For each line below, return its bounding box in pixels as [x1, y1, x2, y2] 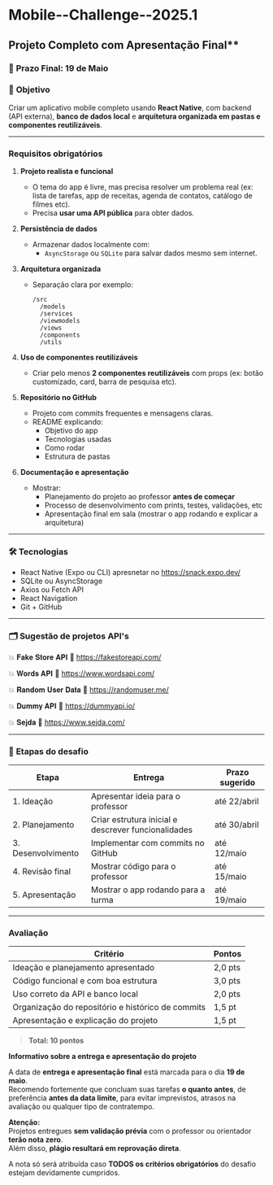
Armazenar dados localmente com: [32, 240, 150, 250]
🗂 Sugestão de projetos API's [8, 630, 130, 642]
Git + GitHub [19, 602, 63, 612]
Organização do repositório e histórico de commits [12, 1002, 206, 1013]
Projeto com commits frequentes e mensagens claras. [32, 408, 214, 418]
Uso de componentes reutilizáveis [19, 352, 138, 363]
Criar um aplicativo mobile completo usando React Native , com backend [8, 102, 252, 112]
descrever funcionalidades [90, 824, 193, 835]
